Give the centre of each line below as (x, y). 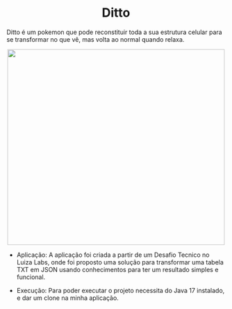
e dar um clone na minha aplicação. (67, 298)
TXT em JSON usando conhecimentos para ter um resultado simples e (117, 269)
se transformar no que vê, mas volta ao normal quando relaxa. (96, 39)
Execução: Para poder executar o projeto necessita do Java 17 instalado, (121, 290)
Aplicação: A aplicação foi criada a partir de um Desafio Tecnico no (113, 255)
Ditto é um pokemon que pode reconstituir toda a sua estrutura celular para (115, 32)
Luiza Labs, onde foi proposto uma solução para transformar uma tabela (120, 262)
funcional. (31, 277)
